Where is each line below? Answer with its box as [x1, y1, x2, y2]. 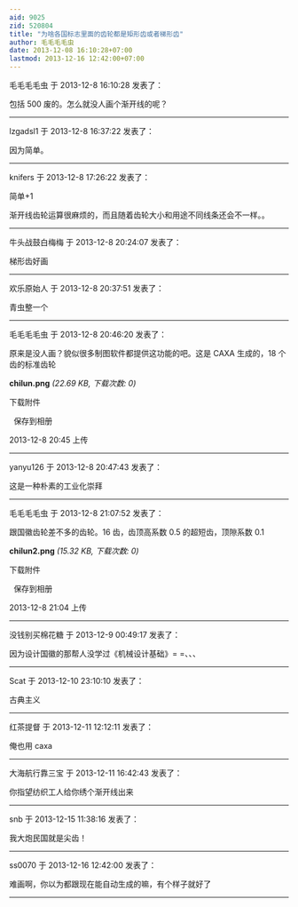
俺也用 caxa [9, 741, 53, 751]
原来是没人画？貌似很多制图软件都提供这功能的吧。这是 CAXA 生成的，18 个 [9, 348, 286, 358]
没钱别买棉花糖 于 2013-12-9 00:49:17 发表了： [9, 630, 181, 640]
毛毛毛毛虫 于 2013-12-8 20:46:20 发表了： [9, 330, 167, 339]
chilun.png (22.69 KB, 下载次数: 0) [9, 378, 137, 388]
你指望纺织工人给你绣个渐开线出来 [9, 787, 134, 797]
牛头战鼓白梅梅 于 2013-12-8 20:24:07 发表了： [9, 237, 182, 247]
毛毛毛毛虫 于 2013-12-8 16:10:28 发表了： [9, 80, 164, 90]
